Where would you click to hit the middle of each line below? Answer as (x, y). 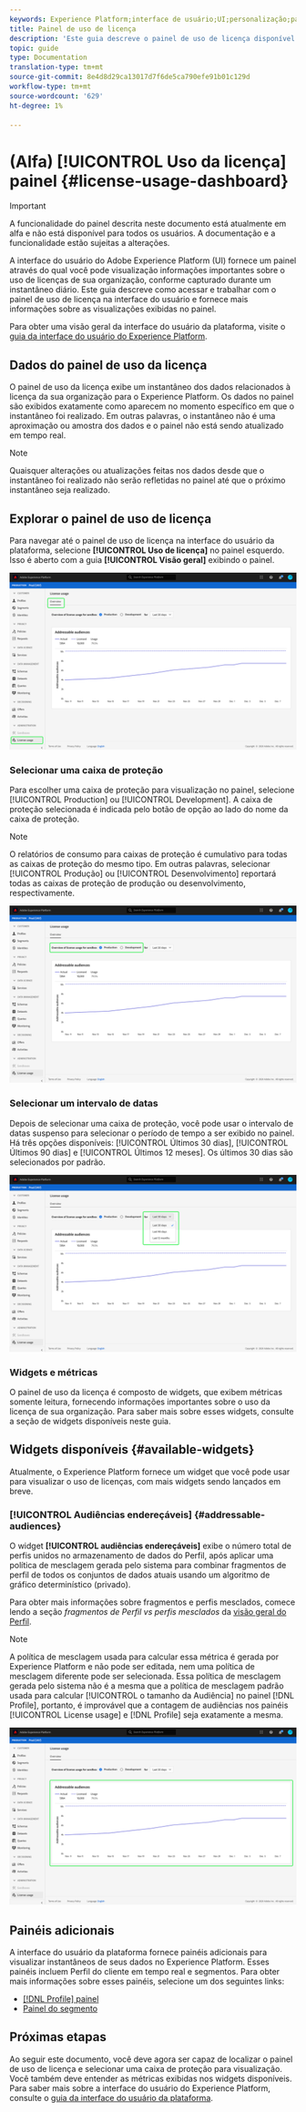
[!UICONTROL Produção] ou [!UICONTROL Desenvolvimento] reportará (143, 873)
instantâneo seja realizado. (60, 490)
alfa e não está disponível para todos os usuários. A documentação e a (143, 233)
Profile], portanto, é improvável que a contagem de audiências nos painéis (149, 1705)
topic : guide (34, 48)
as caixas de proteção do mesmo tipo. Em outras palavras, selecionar (140, 864)
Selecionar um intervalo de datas (84, 1104)
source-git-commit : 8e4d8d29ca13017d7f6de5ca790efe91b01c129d (130, 77)
